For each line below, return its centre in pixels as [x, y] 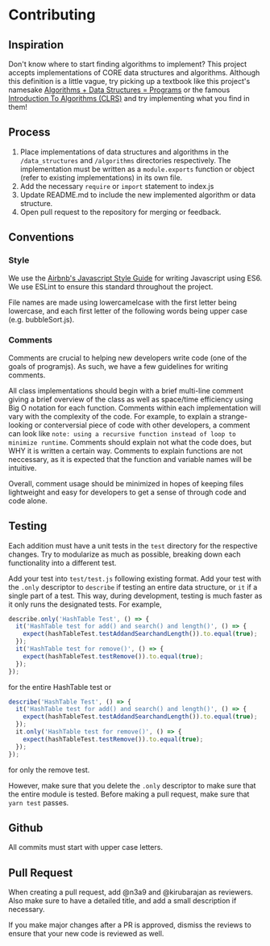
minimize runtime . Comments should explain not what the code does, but [130, 442]
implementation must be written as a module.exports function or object [137, 169]
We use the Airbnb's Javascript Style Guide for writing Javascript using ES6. [135, 278]
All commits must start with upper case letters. [86, 847]
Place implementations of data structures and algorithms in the [125, 152]
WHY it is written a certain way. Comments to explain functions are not [126, 451]
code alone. [28, 500]
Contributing [52, 15]
